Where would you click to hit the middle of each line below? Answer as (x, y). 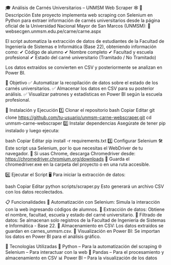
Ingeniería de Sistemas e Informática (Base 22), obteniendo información (81, 46)
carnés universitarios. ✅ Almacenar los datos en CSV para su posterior (80, 88)
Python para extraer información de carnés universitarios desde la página (83, 20)
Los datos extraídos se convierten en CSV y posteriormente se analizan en (84, 67)
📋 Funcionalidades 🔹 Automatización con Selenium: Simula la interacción (83, 202)
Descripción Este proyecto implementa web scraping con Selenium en (79, 15)
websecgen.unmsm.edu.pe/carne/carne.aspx (53, 31)
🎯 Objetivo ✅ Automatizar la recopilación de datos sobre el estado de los (82, 83)
